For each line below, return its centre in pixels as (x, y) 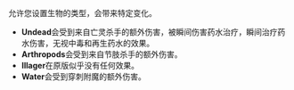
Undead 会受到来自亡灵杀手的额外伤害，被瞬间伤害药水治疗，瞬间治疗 (149, 32)
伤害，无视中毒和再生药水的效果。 (92, 43)
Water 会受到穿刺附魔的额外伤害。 (83, 77)
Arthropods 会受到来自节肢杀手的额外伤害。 (102, 54)
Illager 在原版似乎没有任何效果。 (80, 65)
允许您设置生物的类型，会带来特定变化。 (82, 13)
